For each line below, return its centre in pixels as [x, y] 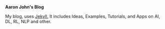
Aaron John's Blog [25, 7]
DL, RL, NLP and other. [28, 22]
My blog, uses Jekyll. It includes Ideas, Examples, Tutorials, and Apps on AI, [82, 16]
